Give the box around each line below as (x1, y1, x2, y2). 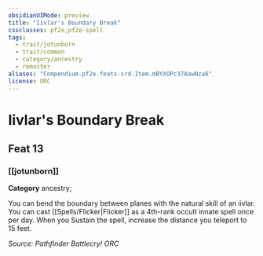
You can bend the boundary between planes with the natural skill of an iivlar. (8, 199, 256, 208)
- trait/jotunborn (15, 41, 76, 49)
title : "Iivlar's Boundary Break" (8, 19, 122, 27)
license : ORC (8, 77, 51, 85)
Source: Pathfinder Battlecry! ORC (8, 239, 119, 248)
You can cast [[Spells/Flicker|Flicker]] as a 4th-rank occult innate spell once (8, 207, 254, 217)
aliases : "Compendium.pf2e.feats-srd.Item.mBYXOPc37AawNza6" (8, 70, 213, 78)
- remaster (15, 63, 51, 71)
